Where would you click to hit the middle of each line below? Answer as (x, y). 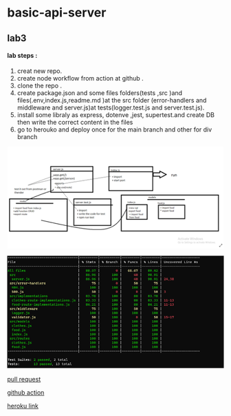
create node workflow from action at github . (80, 78)
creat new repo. (40, 71)
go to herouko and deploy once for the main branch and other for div (114, 129)
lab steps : (22, 56)
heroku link (23, 406)
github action (26, 392)
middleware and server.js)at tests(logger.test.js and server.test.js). (111, 107)
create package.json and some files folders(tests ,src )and (100, 93)
